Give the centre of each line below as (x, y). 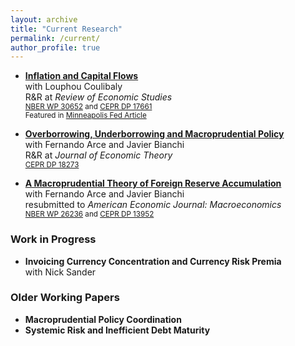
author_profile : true (55, 47)
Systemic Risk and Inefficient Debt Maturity (117, 330)
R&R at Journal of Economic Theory (98, 155)
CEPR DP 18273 (52, 165)
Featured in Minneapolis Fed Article (85, 116)
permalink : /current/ (55, 38)
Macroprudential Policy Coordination (103, 319)
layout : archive (44, 19)
